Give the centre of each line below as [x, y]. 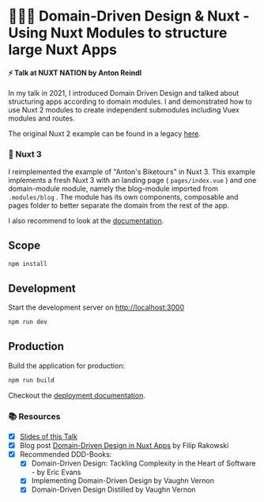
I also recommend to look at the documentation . [86, 220]
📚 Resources [34, 416]
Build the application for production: [66, 365]
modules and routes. [41, 119]
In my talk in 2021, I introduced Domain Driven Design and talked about [124, 93]
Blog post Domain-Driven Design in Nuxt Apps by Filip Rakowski [124, 446]
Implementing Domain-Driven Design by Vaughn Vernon [123, 481]
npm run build [32, 380]
